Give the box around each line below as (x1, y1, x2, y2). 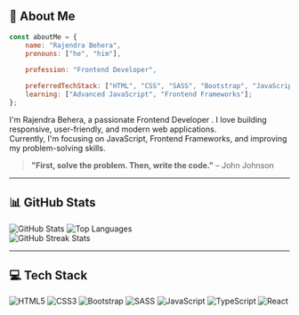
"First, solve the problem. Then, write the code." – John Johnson (30, 159, 274, 170)
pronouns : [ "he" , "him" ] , (25, 49, 122, 58)
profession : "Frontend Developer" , (25, 66, 158, 75)
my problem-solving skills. (9, 142, 106, 153)
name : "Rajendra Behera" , (25, 41, 122, 50)
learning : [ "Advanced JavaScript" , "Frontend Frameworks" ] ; (25, 90, 253, 99)
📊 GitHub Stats (9, 195, 96, 210)
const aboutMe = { (9, 32, 77, 41)
